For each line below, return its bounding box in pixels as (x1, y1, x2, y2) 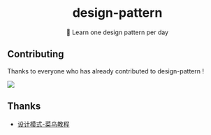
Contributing (7, 48, 64, 60)
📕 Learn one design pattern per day (66, 28, 169, 36)
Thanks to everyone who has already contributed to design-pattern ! (7, 66, 205, 75)
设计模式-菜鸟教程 (17, 120, 70, 128)
